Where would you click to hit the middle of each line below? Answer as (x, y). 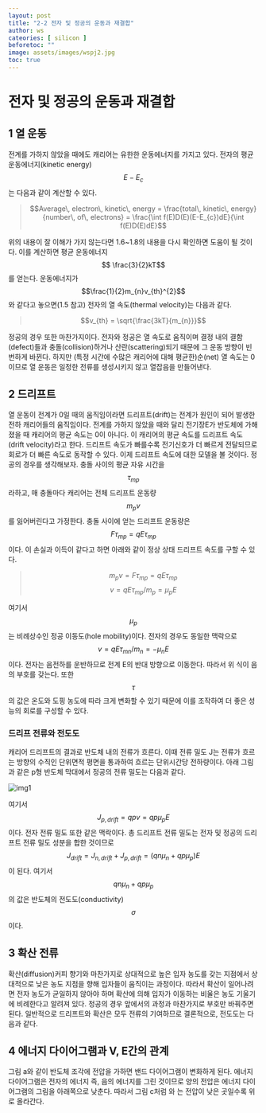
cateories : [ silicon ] (48, 38)
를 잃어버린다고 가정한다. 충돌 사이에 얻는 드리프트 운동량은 (99, 521)
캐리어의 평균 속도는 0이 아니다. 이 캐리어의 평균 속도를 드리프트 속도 (137, 435)
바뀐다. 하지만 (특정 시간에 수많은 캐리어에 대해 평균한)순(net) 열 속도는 (139, 357)
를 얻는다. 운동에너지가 (43, 278)
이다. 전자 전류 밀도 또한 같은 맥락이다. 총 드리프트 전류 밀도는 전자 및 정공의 (125, 833)
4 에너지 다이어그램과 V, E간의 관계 (89, 1051)
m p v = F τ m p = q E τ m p (143, 576)
